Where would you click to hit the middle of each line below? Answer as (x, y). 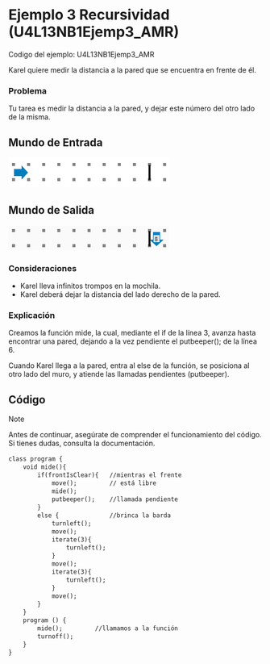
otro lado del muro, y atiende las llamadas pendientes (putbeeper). (119, 374)
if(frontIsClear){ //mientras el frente (110, 475)
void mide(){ (45, 467)
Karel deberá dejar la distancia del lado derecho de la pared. (120, 294)
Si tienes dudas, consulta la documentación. (82, 443)
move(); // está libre (104, 483)
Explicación (32, 315)
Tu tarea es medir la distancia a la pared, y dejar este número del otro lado (132, 109)
